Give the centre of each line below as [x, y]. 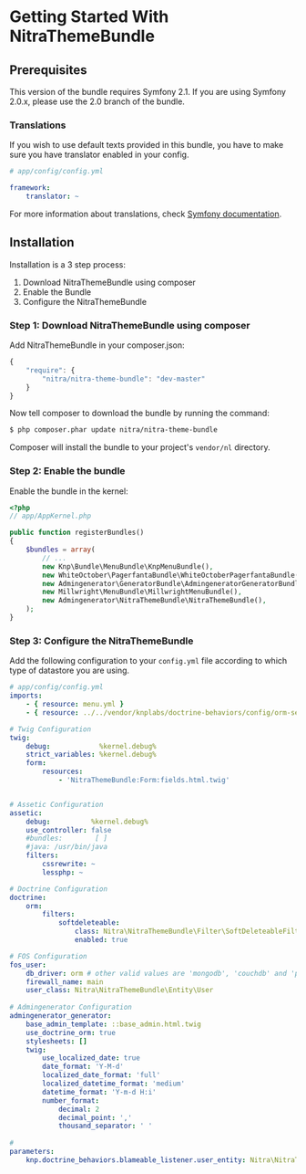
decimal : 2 [79, 1109]
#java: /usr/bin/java [66, 847]
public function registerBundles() [77, 533]
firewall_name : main [65, 982]
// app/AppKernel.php [51, 516]
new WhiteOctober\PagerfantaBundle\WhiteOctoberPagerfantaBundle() [173, 575]
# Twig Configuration [51, 729]
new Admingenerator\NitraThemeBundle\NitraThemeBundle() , [154, 601]
